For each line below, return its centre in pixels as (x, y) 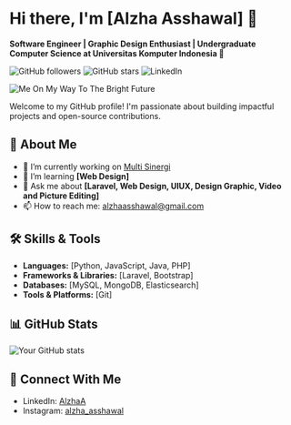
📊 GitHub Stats (54, 324)
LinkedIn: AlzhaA (54, 401)
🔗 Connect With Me (65, 379)
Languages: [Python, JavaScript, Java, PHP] (106, 265)
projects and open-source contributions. (85, 116)
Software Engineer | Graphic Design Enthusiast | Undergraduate (133, 44)
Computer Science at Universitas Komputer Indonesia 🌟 (117, 53)
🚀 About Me (43, 145)
